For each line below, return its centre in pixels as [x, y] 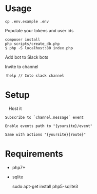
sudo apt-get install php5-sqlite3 [45, 186]
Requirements [34, 154]
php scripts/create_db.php [32, 44]
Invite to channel [22, 66]
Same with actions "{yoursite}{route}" [46, 134]
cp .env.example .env [27, 22]
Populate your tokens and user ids [39, 30]
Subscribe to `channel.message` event [44, 117]
